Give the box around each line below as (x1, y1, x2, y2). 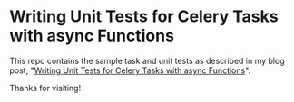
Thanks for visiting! (9, 82, 82, 93)
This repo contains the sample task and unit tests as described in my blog (9, 55, 285, 66)
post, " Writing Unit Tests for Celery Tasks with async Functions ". (9, 65, 251, 76)
